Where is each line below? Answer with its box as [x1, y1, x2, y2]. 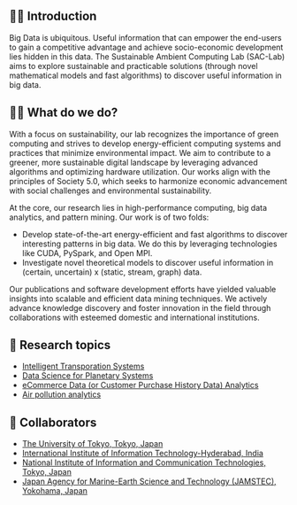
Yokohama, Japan [21, 486, 88, 496]
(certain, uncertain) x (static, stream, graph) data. [21, 267, 202, 277]
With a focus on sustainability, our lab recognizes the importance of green [9, 128, 279, 139]
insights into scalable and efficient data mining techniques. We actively [9, 293, 268, 304]
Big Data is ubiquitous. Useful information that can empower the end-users [9, 32, 282, 43]
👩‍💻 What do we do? [9, 105, 118, 120]
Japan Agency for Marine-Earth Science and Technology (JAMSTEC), [21, 476, 277, 487]
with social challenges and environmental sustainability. [9, 185, 212, 196]
